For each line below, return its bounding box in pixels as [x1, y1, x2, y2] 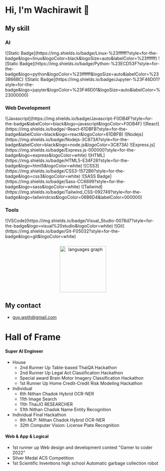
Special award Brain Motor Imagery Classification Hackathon [19, 375, 144, 381]
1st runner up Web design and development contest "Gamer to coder [12, 444, 153, 450]
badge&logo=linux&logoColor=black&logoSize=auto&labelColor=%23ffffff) [5, 55, 157, 61]
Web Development [5, 104, 51, 111]
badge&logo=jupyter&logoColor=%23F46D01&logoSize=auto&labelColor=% [5, 86, 161, 93]
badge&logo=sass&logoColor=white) [5, 184, 81, 190]
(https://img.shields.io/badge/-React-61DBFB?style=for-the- [5, 126, 128, 132]
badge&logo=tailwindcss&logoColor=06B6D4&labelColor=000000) [5, 195, 142, 200]
